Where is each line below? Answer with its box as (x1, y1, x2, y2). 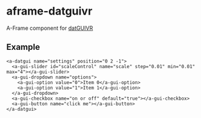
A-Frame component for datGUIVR (6, 24, 93, 32)
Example (6, 42, 40, 52)
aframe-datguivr (6, 4, 93, 18)
